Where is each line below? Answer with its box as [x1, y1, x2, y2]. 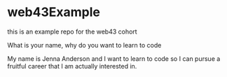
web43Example [7, 4, 100, 20]
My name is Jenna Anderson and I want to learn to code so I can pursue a [7, 54, 221, 63]
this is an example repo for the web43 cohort [7, 27, 138, 36]
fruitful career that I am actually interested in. [7, 62, 137, 70]
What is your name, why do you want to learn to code [7, 41, 162, 49]
